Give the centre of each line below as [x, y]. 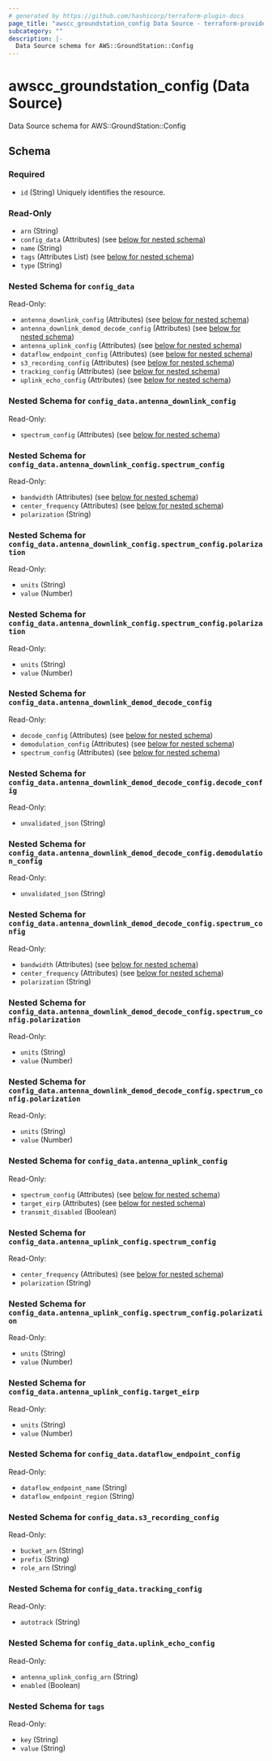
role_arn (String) [48, 1568]
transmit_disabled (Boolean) [68, 1211]
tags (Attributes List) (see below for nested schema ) [107, 257]
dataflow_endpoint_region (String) [77, 1496]
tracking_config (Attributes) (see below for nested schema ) [120, 372]
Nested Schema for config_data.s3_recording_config [114, 1517]
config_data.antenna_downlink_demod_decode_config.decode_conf [136, 782]
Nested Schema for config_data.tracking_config [105, 1589]
